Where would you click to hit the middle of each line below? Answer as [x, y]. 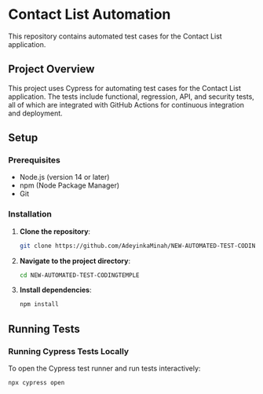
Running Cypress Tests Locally [69, 351]
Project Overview [51, 69]
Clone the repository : [55, 231]
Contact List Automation [89, 15]
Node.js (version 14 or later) [64, 177]
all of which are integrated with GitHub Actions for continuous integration [126, 104]
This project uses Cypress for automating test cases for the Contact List [125, 88]
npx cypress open [37, 383]
